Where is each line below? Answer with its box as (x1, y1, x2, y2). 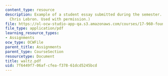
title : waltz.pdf (5, 58, 41, 63)
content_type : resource (5, 7, 55, 12)
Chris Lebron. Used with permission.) (9, 16, 91, 21)
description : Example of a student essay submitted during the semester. (5, 12, 162, 17)
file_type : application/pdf (5, 26, 64, 31)
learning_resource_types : (5, 30, 59, 35)
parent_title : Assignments (5, 44, 61, 49)
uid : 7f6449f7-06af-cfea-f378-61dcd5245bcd (5, 63, 97, 68)
